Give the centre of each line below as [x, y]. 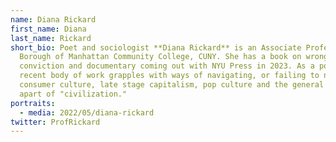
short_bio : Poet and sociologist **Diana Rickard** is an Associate [156, 47]
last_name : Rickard [51, 38]
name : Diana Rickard [53, 19]
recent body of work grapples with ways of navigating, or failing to [169, 76]
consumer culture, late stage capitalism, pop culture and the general [172, 85]
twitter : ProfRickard [55, 122]
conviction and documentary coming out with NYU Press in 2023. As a [167, 66]
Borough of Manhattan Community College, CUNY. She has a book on [160, 57]
